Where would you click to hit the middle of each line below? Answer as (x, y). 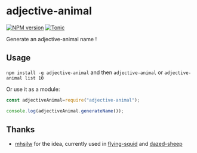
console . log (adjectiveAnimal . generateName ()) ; (65, 111)
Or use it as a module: (33, 89)
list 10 (34, 78)
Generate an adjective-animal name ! (52, 39)
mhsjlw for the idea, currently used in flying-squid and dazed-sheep (99, 144)
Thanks (21, 129)
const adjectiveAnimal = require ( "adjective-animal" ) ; (73, 100)
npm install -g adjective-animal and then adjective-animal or (84, 72)
